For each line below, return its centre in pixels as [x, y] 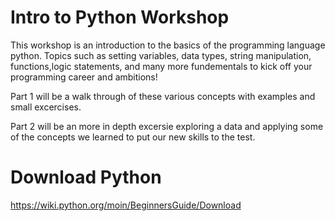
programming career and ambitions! [84, 77]
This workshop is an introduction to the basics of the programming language [168, 45]
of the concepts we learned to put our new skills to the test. [133, 137]
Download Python [86, 177]
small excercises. [46, 107]
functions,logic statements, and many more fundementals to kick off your [161, 66]
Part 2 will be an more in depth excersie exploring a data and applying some [167, 126]
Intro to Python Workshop [120, 17]
